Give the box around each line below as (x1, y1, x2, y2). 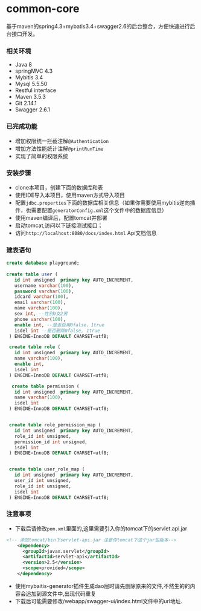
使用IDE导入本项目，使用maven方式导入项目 (14, 191, 126, 199)
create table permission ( (11, 383, 80, 389)
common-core (6, 2, 80, 16)
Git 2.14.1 (14, 99, 37, 107)
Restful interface (14, 87, 56, 94)
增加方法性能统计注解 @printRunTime (14, 145, 104, 152)
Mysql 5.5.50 (14, 81, 48, 88)
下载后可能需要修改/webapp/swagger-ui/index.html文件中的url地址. (14, 597, 183, 604)
